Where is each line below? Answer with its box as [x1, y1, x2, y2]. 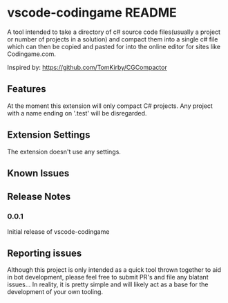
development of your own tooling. [7, 288, 104, 296]
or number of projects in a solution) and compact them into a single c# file [7, 35, 218, 43]
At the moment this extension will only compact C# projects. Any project [7, 102, 213, 110]
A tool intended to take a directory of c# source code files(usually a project [7, 28, 221, 36]
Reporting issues [7, 248, 82, 259]
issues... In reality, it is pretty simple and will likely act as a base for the [7, 280, 209, 288]
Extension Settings [7, 129, 91, 141]
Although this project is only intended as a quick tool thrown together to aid [7, 266, 222, 274]
